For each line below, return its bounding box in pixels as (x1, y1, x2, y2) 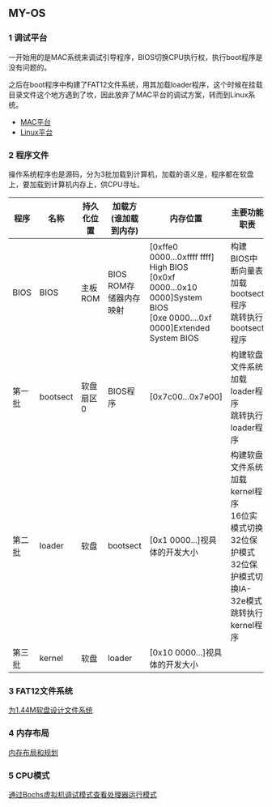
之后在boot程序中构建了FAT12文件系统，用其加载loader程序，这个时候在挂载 (8, 79, 263, 89)
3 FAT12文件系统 (8, 685, 74, 696)
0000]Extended (149, 322, 210, 333)
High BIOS (149, 261, 189, 272)
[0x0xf (149, 271, 176, 283)
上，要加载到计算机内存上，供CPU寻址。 (8, 179, 144, 189)
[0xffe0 (149, 241, 178, 252)
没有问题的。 (8, 62, 51, 72)
